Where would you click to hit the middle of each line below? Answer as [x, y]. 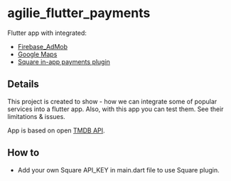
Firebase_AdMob [43, 46]
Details [23, 84]
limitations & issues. [36, 116]
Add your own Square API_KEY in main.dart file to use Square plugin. [118, 170]
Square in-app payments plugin [64, 61]
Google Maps [37, 54]
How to [23, 153]
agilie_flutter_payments [79, 13]
